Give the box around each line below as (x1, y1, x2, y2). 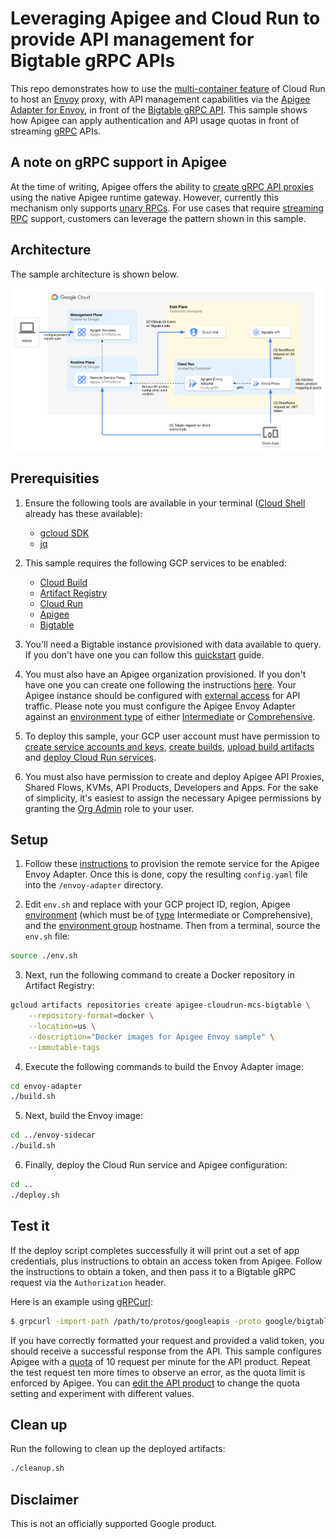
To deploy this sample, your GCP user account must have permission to (24, 730, 320, 742)
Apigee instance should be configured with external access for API (24, 689, 301, 701)
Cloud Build (39, 576, 88, 588)
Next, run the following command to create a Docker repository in (24, 969, 295, 981)
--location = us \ (28, 1021, 97, 1031)
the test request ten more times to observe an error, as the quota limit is (10, 1366, 306, 1378)
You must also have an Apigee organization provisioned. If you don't (24, 668, 307, 680)
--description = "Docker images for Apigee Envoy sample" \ (28, 1032, 275, 1042)
